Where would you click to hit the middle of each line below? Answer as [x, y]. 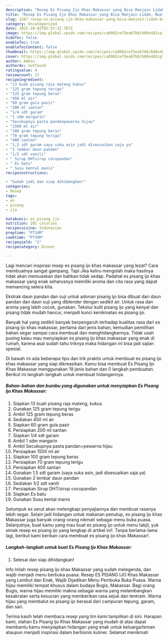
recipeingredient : [25, 80]
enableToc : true [22, 43]
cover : [12, 56]
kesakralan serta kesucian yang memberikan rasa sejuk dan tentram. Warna [84, 596]
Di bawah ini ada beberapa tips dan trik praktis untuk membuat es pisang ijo [84, 358]
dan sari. [15, 607]
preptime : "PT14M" [25, 233]
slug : [11, 19]
